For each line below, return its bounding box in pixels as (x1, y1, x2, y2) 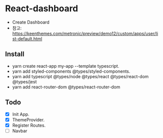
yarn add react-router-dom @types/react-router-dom (12, 84, 120, 90)
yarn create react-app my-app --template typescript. (12, 63, 119, 69)
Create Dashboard (12, 19, 50, 25)
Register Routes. (12, 122, 46, 128)
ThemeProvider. (12, 116, 45, 123)
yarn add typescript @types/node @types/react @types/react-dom (12, 73, 149, 79)
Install (5, 50, 25, 58)
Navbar (12, 128, 27, 134)
